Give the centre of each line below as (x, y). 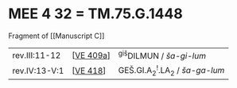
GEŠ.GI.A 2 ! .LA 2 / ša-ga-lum (171, 71)
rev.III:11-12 (37, 55)
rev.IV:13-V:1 (38, 71)
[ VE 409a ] (91, 55)
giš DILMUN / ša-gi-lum (162, 55)
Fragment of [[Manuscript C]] (56, 36)
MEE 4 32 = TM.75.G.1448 (95, 14)
